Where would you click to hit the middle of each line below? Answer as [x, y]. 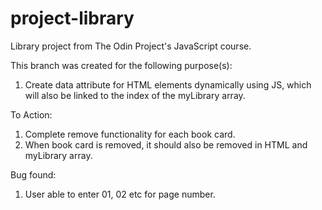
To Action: [31, 114]
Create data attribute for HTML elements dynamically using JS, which [168, 84]
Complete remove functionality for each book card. [130, 134]
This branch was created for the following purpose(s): [121, 65]
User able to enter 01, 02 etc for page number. [120, 194]
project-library [72, 18]
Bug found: [33, 174]
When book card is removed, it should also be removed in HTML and [166, 144]
